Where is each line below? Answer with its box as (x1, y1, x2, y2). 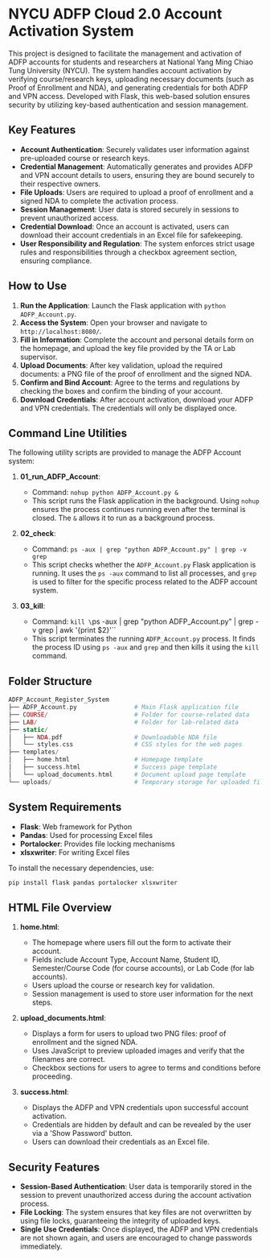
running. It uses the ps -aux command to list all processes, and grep (31, 568, 257, 578)
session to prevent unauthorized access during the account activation (19, 1191, 252, 1199)
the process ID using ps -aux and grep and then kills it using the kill (31, 642, 260, 652)
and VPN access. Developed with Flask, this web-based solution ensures (8, 91, 251, 101)
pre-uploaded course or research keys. (19, 153, 150, 163)
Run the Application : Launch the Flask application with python (19, 300, 227, 310)
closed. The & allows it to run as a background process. (31, 513, 215, 523)
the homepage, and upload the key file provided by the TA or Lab (19, 343, 235, 353)
